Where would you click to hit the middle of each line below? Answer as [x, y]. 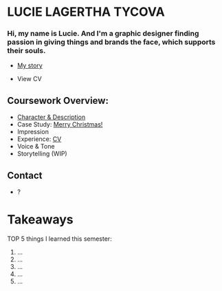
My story [30, 65]
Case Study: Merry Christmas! [60, 125]
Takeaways [40, 220]
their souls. [26, 51]
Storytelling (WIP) [42, 154]
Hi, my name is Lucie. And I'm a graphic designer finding [103, 34]
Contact [25, 175]
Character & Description [51, 117]
